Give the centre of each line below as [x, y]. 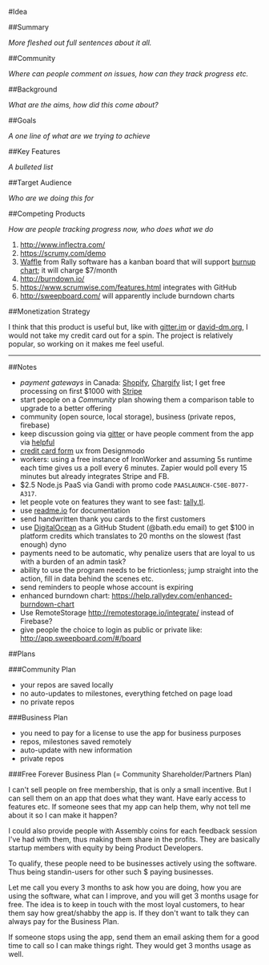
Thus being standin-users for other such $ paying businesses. [111, 872]
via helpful [37, 442]
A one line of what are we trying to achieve [79, 136]
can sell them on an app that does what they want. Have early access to [127, 798]
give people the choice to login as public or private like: [111, 630]
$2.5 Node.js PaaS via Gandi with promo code [96, 485]
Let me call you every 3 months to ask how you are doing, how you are [125, 887]
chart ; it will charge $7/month [68, 270]
